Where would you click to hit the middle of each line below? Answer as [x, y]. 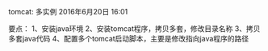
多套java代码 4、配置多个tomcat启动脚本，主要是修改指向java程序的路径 [129, 39]
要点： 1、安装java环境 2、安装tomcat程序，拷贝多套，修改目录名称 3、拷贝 [134, 29]
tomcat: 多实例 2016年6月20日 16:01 [68, 12]
